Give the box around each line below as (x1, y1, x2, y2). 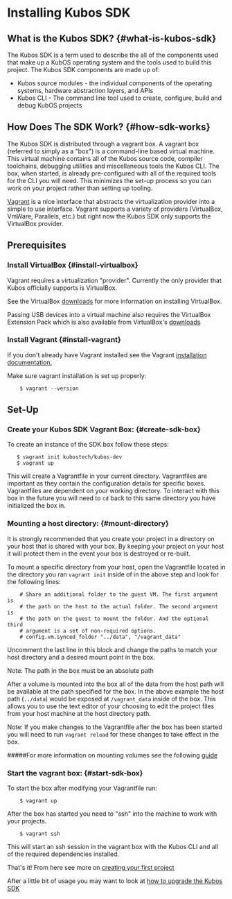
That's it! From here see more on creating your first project (7, 864, 175, 872)
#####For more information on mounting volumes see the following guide (7, 751, 218, 759)
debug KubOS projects (17, 101, 82, 109)
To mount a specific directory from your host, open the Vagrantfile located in (7, 563, 226, 571)
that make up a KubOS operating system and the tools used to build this (7, 58, 212, 67)
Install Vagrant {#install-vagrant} (7, 335, 121, 345)
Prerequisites (7, 239, 66, 251)
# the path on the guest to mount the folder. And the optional (19, 615, 209, 622)
